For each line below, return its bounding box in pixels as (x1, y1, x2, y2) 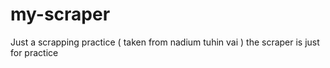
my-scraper (10, 3, 111, 26)
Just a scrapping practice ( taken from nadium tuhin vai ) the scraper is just (10, 36, 320, 48)
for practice (10, 46, 59, 58)
